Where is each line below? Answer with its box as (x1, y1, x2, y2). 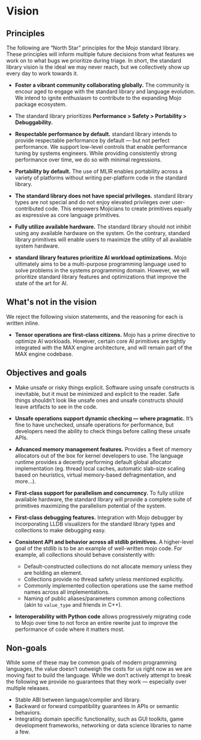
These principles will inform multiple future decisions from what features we (6, 51, 194, 58)
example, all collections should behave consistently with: (14, 551, 156, 558)
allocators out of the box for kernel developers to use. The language (14, 452, 184, 459)
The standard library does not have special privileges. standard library (14, 192, 193, 199)
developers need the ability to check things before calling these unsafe (14, 427, 191, 434)
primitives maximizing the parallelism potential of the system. (14, 502, 166, 509)
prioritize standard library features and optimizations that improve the (14, 273, 187, 280)
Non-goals (6, 643, 47, 653)
